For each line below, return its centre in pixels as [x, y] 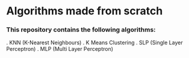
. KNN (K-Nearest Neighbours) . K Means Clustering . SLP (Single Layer [94, 42]
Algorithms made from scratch [85, 11]
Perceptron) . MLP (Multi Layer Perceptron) [60, 49]
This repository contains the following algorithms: [81, 30]
